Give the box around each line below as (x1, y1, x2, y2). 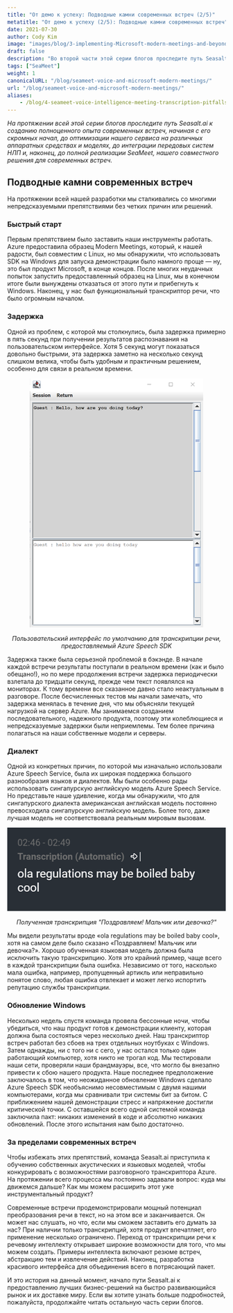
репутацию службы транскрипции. (7, 984, 111, 992)
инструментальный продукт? (7, 1190, 94, 1198)
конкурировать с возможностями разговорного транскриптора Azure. (7, 1168, 217, 1176)
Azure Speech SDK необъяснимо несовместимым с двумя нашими (7, 1083, 207, 1091)
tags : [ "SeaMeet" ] (7, 63, 60, 70)
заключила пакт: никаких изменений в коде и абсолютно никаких (7, 1112, 203, 1120)
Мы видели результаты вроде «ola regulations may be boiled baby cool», (7, 931, 220, 940)
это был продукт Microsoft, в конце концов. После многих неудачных (7, 265, 214, 273)
